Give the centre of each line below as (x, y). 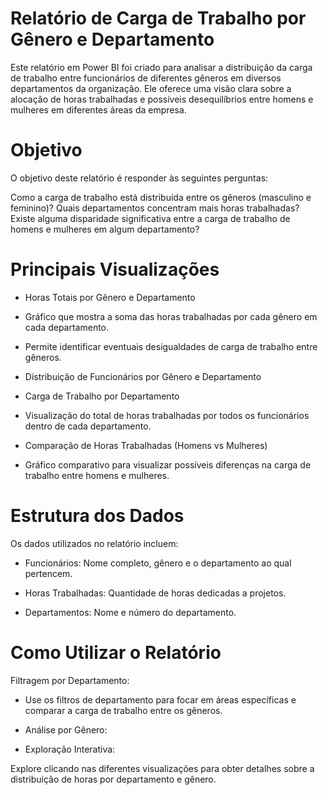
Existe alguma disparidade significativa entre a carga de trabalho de (150, 218)
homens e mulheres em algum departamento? (105, 229)
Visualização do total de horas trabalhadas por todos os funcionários (167, 415)
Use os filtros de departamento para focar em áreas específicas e (160, 699)
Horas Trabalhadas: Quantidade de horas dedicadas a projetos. (155, 593)
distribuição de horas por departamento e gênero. (113, 779)
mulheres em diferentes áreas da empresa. (98, 109)
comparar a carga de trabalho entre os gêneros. (123, 710)
